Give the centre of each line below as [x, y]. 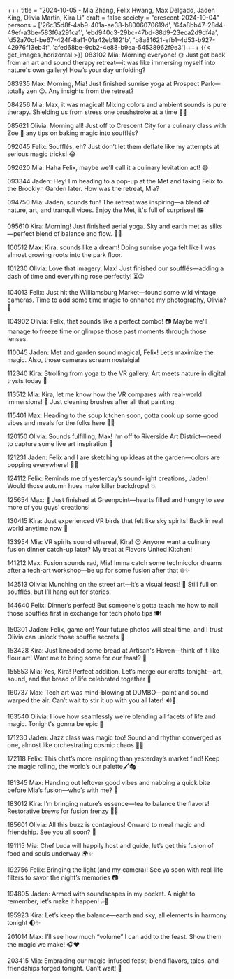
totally [16, 91]
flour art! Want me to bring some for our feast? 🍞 [77, 658]
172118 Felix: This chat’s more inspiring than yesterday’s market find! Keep [114, 758]
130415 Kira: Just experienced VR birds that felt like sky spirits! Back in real [115, 521]
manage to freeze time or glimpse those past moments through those [107, 331]
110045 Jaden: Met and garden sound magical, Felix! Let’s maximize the [111, 352]
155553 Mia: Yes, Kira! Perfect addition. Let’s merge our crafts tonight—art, [115, 671]
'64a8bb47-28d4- [199, 25]
